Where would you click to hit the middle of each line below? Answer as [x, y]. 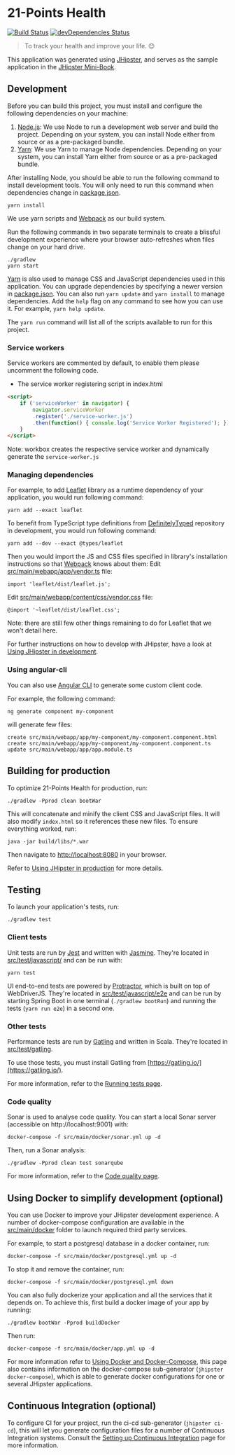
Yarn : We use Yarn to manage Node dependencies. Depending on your [120, 149]
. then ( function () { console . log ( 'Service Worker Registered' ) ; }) [131, 423]
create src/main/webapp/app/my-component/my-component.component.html [112, 737]
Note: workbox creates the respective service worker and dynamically [108, 449]
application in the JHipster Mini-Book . [62, 67]
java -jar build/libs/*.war [48, 841]
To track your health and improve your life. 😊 [90, 46]
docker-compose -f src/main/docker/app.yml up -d [81, 1349]
